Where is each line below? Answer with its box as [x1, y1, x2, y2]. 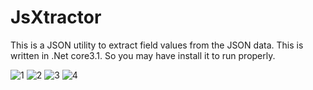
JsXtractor [10, 6, 102, 29]
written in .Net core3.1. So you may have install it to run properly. [10, 49, 276, 61]
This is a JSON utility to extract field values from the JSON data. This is [10, 39, 304, 51]
